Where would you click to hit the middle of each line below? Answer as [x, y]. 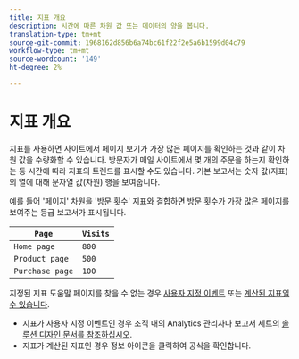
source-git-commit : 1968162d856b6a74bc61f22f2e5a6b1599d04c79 [127, 42]
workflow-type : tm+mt [50, 51]
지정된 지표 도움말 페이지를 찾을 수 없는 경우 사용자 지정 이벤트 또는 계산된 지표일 [149, 293]
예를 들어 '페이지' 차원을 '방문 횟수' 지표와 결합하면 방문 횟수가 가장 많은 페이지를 [149, 201]
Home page [34, 246]
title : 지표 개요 [38, 17]
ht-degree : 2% [36, 68]
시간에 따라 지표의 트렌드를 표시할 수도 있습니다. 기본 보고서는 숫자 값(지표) [158, 171]
